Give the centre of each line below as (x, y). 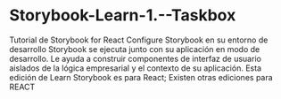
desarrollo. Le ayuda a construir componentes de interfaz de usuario (135, 58)
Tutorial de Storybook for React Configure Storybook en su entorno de (139, 40)
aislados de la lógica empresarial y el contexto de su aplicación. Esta (135, 68)
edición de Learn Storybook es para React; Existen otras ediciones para (141, 77)
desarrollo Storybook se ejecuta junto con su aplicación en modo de (135, 49)
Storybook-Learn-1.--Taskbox (123, 15)
